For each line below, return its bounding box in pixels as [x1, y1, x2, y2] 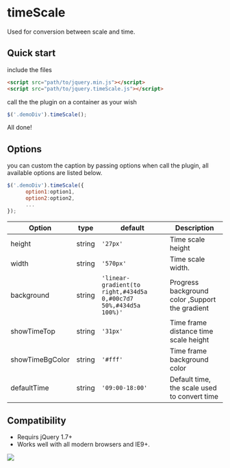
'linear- [101, 274, 130, 282]
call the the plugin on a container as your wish [7, 97, 137, 106]
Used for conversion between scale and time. [7, 27, 136, 36]
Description [175, 223, 214, 233]
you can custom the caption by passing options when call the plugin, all [7, 161, 209, 169]
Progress [170, 277, 199, 287]
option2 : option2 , [25, 194, 75, 202]
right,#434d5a [101, 288, 148, 296]
